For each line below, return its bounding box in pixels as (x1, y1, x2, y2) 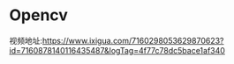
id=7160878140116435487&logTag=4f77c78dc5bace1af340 (9, 45, 225, 55)
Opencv (9, 5, 69, 25)
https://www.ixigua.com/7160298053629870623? (42, 35, 224, 46)
